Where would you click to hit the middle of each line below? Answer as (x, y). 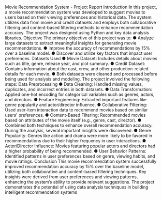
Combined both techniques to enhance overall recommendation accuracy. (79, 125)
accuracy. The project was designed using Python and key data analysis (77, 33)
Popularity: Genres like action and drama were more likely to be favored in (79, 136)
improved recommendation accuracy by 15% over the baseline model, (74, 166)
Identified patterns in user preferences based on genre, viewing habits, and (80, 156)
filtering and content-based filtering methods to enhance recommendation (79, 28)
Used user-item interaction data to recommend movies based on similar (76, 110)
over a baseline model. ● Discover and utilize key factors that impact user (79, 53)
